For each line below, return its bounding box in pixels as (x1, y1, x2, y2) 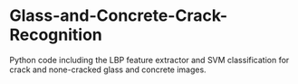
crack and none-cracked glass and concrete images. (9, 64, 207, 75)
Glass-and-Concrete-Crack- (9, 5, 228, 26)
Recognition (9, 24, 102, 45)
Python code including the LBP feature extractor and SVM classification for (9, 54, 290, 65)
